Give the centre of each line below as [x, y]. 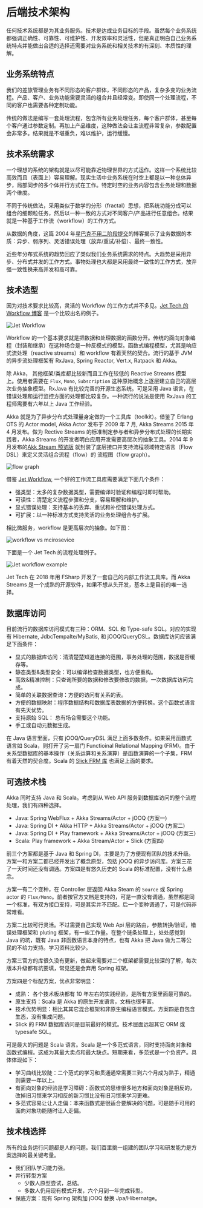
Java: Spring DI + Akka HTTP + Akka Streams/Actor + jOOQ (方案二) [100, 826]
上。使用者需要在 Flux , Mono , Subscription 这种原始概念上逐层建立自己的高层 [101, 381]
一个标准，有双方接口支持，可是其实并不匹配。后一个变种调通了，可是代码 [99, 904]
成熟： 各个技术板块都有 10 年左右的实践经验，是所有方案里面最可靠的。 [105, 994]
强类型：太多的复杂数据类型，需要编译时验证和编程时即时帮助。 [94, 492]
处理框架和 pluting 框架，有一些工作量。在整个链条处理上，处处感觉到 [98, 932]
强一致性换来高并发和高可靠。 [43, 269]
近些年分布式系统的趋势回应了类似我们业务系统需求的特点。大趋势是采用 [96, 254]
